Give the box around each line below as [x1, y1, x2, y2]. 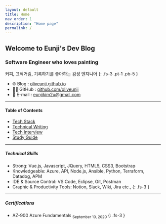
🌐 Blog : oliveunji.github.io [12, 80, 66, 87]
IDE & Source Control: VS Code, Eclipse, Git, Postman [12, 178, 122, 184]
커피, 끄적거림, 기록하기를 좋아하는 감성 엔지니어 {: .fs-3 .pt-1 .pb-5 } [5, 70, 138, 77]
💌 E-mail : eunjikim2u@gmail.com [12, 91, 81, 97]
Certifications [5, 200, 35, 206]
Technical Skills [5, 150, 39, 156]
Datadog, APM [12, 173, 42, 179]
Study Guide [12, 134, 38, 140]
